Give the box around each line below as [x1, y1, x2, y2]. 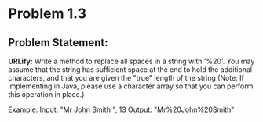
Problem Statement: [8, 36, 108, 49]
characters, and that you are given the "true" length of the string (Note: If [8, 74, 245, 82]
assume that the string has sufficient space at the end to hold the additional [8, 65, 253, 74]
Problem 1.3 [8, 5, 86, 23]
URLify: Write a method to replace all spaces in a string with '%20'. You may [8, 56, 255, 66]
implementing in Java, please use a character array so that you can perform [8, 81, 254, 91]
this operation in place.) [8, 90, 85, 99]
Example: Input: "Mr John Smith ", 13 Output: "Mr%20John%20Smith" [8, 105, 235, 114]
